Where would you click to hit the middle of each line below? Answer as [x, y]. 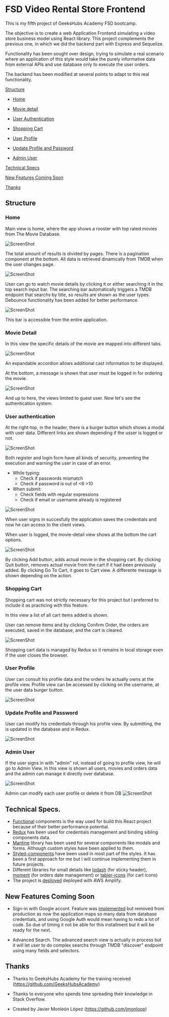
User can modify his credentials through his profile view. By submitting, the [83, 724]
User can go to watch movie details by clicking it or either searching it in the [84, 284]
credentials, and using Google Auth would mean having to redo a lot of [86, 919]
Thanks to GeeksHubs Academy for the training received [72, 979]
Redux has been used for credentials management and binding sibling [85, 832]
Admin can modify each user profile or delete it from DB [63, 793]
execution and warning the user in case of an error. [59, 463]
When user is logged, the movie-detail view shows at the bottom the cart [81, 535]
